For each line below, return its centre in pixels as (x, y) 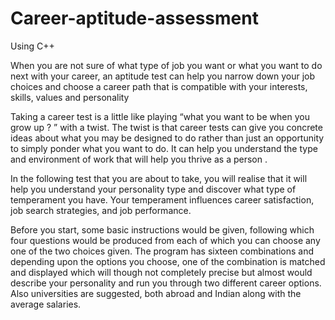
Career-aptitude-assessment (134, 18)
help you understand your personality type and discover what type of (153, 189)
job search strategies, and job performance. (101, 210)
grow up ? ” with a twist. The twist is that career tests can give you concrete (166, 127)
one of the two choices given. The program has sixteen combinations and (162, 251)
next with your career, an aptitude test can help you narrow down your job (163, 76)
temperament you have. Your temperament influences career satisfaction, (162, 199)
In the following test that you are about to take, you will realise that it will (159, 178)
